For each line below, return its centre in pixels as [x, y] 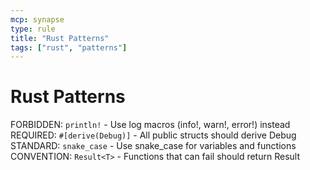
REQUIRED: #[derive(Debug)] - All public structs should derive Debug [153, 135]
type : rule [33, 29]
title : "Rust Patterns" [60, 38]
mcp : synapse [37, 19]
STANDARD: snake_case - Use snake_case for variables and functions [153, 146]
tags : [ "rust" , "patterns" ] [69, 47]
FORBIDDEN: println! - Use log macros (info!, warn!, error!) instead [150, 125]
